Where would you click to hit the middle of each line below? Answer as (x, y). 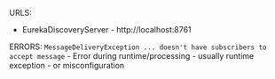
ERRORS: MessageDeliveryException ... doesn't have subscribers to (138, 47)
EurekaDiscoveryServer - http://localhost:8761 (107, 29)
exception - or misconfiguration (67, 65)
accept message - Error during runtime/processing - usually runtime (132, 56)
